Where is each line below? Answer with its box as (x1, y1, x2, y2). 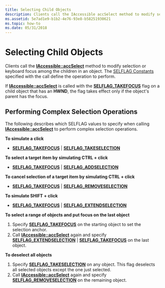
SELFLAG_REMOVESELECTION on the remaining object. (12, 277, 127, 283)
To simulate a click (5, 135, 44, 141)
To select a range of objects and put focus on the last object (5, 212, 130, 218)
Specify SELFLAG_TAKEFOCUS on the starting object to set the (12, 221, 141, 227)
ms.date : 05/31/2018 (5, 26, 48, 31)
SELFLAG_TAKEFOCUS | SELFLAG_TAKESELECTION (12, 145, 120, 151)
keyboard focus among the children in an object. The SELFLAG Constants (5, 68, 154, 74)
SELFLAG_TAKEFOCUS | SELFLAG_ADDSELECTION (12, 164, 119, 170)
